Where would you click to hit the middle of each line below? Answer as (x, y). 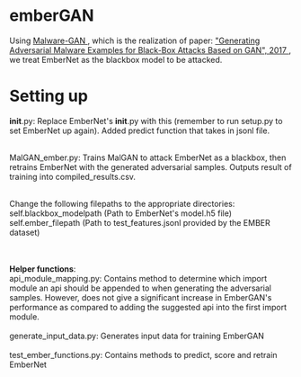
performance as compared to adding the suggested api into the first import (148, 307)
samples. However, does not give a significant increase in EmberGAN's (141, 297)
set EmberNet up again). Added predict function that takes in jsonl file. (140, 130)
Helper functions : (43, 269)
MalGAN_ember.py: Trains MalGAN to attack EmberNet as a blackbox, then (148, 157)
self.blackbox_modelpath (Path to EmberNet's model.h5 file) (120, 213)
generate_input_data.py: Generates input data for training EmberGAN (137, 336)
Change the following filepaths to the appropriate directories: (122, 203)
